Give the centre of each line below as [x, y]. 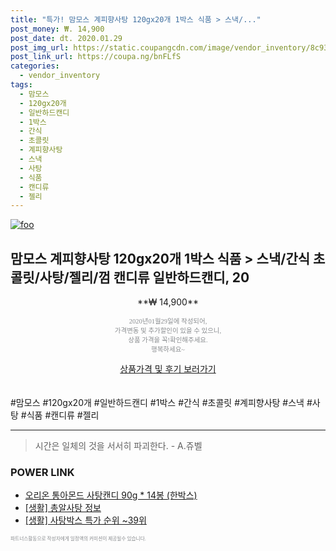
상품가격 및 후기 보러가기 [168, 369]
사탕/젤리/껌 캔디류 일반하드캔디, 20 [144, 277]
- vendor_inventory [60, 76]
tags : [21, 85]
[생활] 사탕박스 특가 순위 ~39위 [85, 520]
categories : [35, 66]
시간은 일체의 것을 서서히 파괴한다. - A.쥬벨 [118, 446]
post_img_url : [40, 47]
